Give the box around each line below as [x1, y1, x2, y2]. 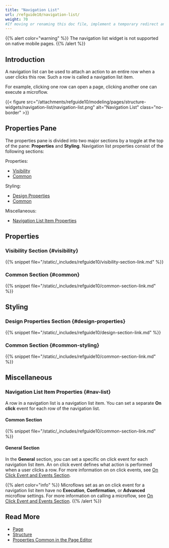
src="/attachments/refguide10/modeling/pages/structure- [26, 99, 146, 105]
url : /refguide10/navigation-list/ [5, 12, 80, 17]
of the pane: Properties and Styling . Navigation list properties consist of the [5, 143, 163, 149]
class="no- [140, 104, 163, 110]
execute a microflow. [5, 89, 49, 95]
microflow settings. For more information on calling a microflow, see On [5, 493, 153, 499]
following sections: [5, 148, 44, 154]
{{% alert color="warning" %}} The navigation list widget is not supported [5, 35, 158, 41]
